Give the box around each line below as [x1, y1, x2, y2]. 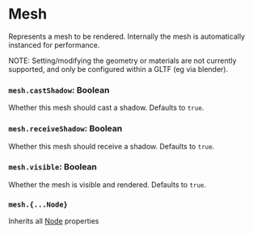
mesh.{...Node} [8, 199, 69, 209]
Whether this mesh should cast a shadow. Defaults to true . [8, 102, 205, 113]
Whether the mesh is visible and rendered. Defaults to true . [8, 179, 207, 190]
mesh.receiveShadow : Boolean [8, 123, 123, 134]
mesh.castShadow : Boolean [8, 84, 110, 95]
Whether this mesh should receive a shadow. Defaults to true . [8, 141, 215, 151]
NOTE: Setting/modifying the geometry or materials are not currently [8, 56, 237, 65]
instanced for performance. [8, 40, 100, 49]
